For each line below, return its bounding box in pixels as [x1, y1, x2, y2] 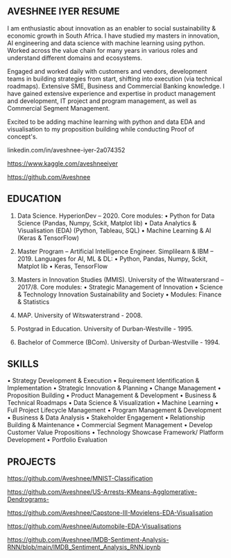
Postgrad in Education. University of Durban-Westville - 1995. [17, 324, 194, 333]
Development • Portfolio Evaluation [7, 436, 108, 444]
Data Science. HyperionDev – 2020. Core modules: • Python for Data [17, 212, 215, 220]
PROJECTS [7, 456, 56, 468]
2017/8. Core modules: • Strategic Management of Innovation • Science [17, 282, 223, 291]
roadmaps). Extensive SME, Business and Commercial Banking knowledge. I [7, 81, 225, 90]
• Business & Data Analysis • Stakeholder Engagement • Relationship [7, 413, 206, 422]
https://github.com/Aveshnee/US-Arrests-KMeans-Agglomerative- [7, 488, 198, 496]
